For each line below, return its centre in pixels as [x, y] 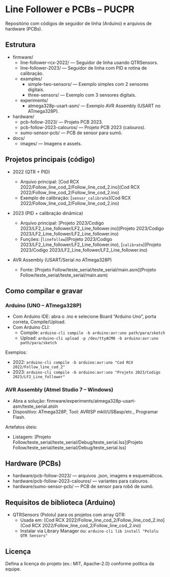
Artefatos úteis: [21, 427]
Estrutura [21, 45]
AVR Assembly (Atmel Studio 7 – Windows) [59, 390]
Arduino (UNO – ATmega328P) [44, 305]
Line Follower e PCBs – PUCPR [70, 9]
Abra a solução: [29, 401]
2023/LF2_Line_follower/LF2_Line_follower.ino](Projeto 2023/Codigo [92, 228]
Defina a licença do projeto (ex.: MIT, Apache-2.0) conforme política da [80, 563]
